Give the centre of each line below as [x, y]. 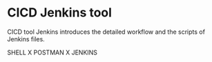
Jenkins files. [26, 39]
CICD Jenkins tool [60, 13]
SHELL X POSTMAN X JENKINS [52, 52]
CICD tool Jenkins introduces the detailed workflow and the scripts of [106, 32]
